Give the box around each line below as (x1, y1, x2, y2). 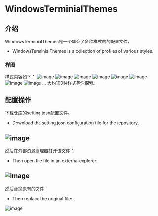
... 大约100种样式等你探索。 (42, 80, 98, 86)
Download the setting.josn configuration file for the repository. (12, 120, 139, 126)
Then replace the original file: (12, 195, 73, 201)
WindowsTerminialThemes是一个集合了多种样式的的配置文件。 (5, 39, 132, 44)
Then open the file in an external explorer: (12, 157, 98, 164)
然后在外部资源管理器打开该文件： (5, 147, 75, 154)
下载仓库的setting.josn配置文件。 (5, 110, 73, 116)
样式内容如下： (5, 74, 36, 80)
